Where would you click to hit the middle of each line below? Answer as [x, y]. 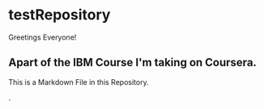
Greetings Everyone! [43, 37]
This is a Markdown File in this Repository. [79, 82]
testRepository [60, 15]
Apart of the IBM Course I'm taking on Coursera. [133, 63]
